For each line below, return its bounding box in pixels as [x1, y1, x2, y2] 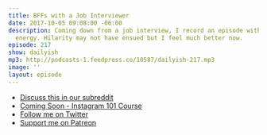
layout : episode [8, 71, 62, 79]
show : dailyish [8, 48, 59, 56]
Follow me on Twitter [19, 109, 89, 119]
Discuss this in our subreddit [19, 92, 114, 102]
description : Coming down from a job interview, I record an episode [8, 26, 244, 34]
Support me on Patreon [19, 118, 97, 127]
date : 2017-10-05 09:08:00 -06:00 [8, 19, 123, 27]
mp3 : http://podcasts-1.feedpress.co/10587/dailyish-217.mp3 [8, 56, 215, 64]
